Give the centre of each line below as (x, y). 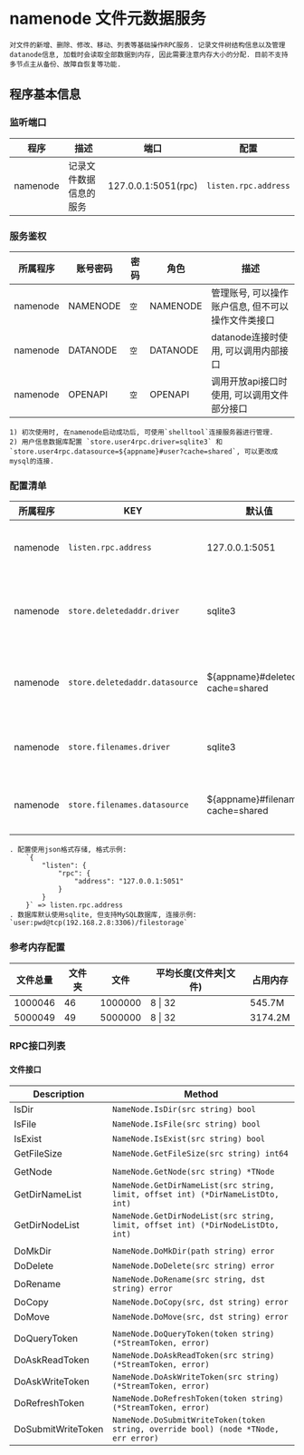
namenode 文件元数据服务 (108, 19)
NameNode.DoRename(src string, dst (189, 1279)
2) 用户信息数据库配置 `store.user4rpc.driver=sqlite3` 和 (116, 442)
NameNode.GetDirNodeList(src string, (193, 1216)
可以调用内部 (252, 350)
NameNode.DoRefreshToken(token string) (198, 1398)
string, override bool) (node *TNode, (195, 1429)
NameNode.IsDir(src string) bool (184, 1109)
